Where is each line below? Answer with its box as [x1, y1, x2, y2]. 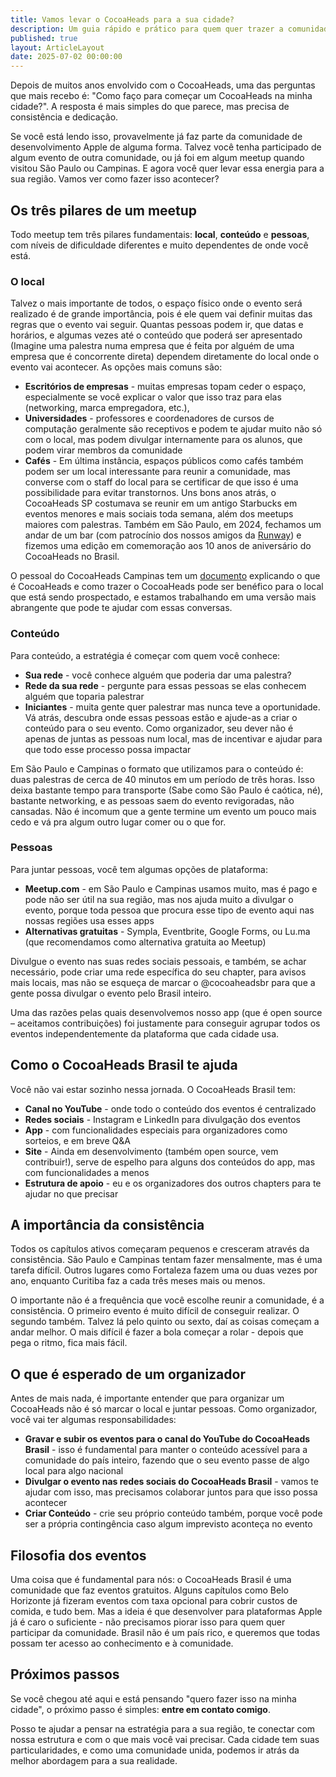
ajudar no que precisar [24, 1187, 119, 1200]
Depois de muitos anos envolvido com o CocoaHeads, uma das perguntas [10, 79, 316, 91]
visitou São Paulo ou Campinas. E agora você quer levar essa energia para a [10, 162, 325, 175]
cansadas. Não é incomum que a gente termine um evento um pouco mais [10, 805, 317, 817]
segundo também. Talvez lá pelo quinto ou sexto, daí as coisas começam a [10, 1316, 320, 1328]
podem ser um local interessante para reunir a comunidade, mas [24, 466, 292, 478]
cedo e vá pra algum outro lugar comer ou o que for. [10, 816, 227, 828]
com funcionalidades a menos [24, 1166, 150, 1178]
